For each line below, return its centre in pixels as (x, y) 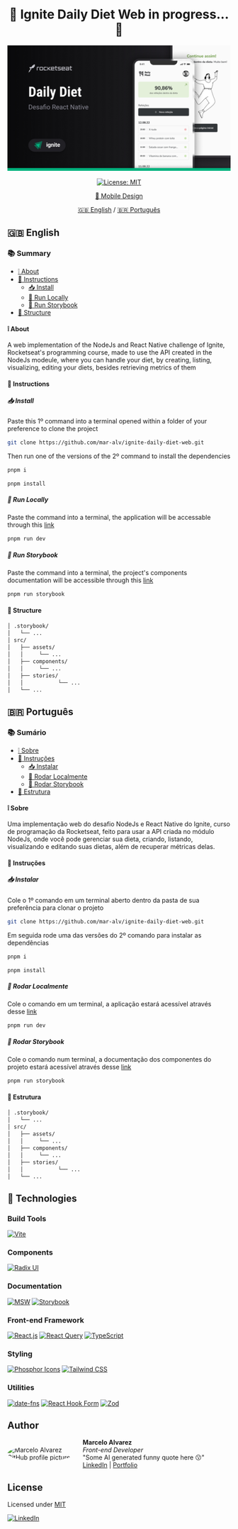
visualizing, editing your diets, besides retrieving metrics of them (102, 367)
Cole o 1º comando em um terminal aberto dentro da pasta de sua (103, 900)
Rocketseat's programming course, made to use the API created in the (110, 352)
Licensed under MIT (36, 1505)
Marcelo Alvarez (107, 1442)
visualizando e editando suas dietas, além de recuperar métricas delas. (111, 847)
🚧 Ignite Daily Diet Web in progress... (119, 15)
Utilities (21, 1388)
